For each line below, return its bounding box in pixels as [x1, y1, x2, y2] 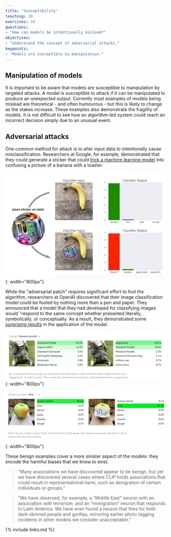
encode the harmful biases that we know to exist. [5, 459, 109, 465]
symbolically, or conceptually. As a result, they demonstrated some [5, 316, 146, 322]
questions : [5, 25, 29, 30]
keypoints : [5, 46, 29, 51]
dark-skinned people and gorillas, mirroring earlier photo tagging [17, 511, 155, 518]
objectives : [5, 35, 31, 40]
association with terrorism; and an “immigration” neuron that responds [17, 500, 166, 507]
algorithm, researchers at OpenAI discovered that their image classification [5, 294, 163, 300]
